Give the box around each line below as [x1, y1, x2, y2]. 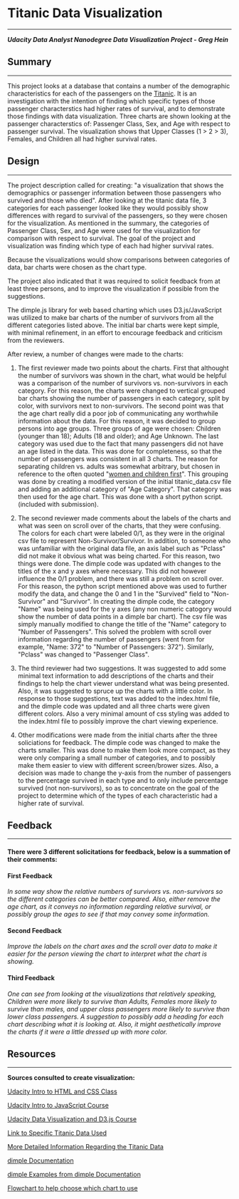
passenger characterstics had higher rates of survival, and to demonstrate [7, 104, 225, 113]
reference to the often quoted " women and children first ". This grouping [17, 469, 229, 478]
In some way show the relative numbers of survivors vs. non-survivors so [7, 887, 223, 896]
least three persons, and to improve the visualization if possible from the [7, 284, 219, 293]
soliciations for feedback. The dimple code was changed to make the [17, 738, 221, 746]
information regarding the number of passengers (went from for [17, 634, 205, 643]
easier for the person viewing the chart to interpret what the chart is [7, 950, 208, 958]
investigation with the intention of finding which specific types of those [7, 96, 216, 105]
